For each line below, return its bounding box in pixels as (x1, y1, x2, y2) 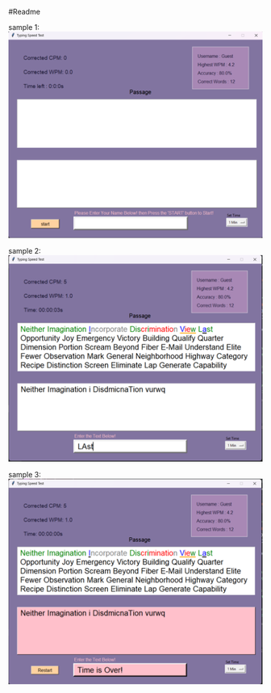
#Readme (8, 7, 40, 16)
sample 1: (8, 23, 40, 31)
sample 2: (8, 246, 42, 255)
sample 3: (8, 469, 42, 479)
